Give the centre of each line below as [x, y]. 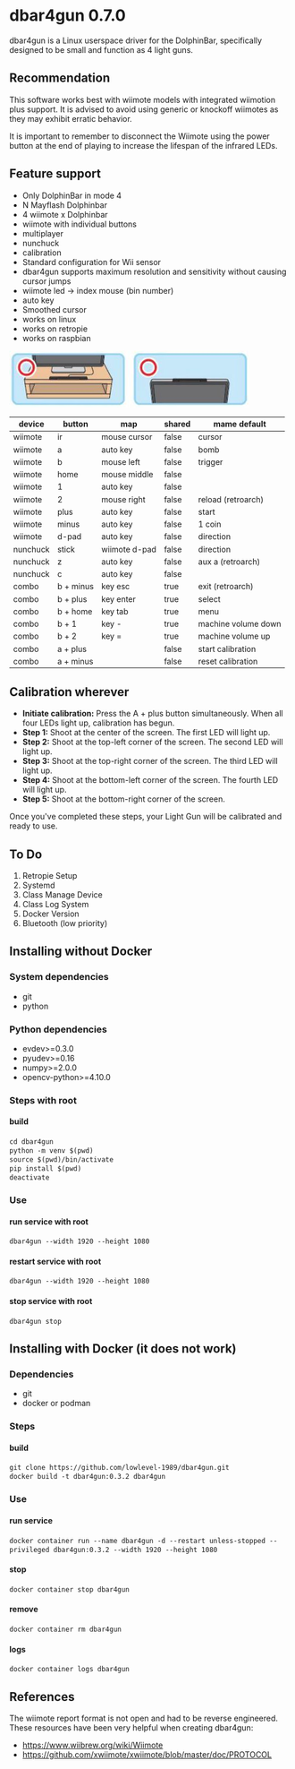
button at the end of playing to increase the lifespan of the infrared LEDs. [143, 145]
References [42, 1697]
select [209, 599]
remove [24, 1610]
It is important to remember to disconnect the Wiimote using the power [139, 136]
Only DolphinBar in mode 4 [72, 195]
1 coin [210, 524]
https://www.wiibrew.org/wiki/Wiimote [93, 1745]
